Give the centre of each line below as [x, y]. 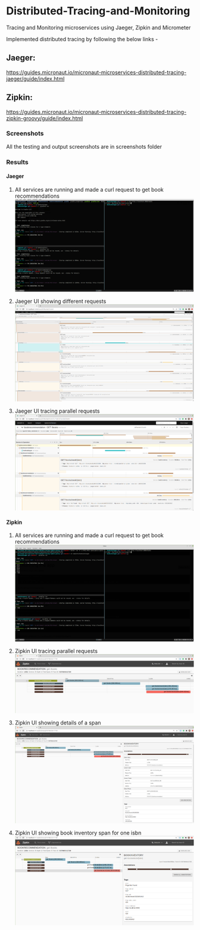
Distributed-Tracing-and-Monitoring [98, 11]
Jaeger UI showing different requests [60, 301]
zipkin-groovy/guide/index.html [45, 118]
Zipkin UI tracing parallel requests [56, 651]
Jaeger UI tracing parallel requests [57, 411]
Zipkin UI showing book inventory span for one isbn [78, 833]
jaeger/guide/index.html [35, 78]
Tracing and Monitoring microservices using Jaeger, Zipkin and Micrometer [99, 27]
